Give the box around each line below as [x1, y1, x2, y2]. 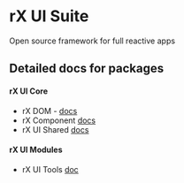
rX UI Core [9, 86, 49, 96]
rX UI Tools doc [21, 164, 80, 174]
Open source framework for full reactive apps [9, 35, 175, 46]
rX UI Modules [9, 144, 63, 156]
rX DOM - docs [21, 105, 78, 116]
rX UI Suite [9, 6, 89, 27]
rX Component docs [21, 115, 96, 126]
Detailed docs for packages [9, 61, 165, 76]
